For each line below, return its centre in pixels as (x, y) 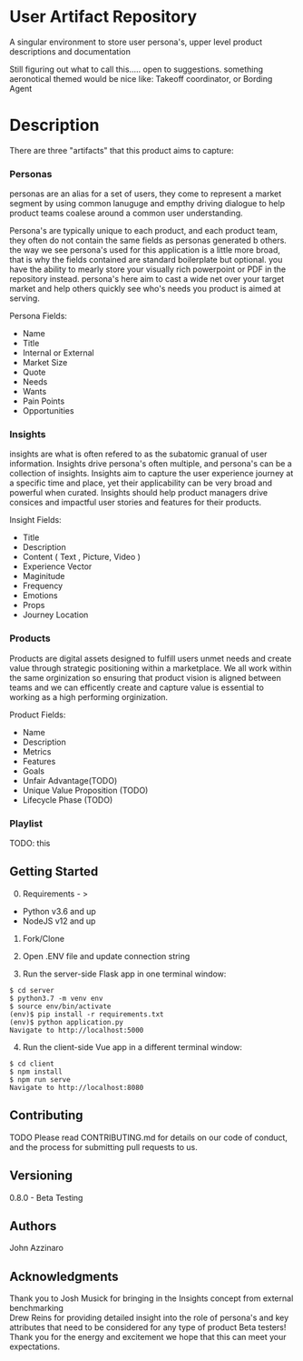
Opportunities (48, 411)
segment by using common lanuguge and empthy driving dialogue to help (147, 204)
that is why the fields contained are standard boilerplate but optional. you (146, 260)
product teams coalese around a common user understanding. (126, 213)
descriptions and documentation (70, 51)
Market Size (45, 363)
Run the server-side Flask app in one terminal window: (124, 974)
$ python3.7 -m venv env (56, 998)
